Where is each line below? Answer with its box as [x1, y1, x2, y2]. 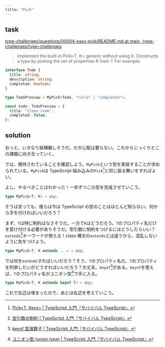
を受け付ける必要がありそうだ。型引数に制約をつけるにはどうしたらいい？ [5, 226, 156, 232]
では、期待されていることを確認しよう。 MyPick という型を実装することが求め [5, 161, 160, 167]
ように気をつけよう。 [5, 239, 48, 244]
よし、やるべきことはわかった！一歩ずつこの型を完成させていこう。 [5, 184, 143, 190]
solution [5, 131, 31, 139]
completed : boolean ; [9, 81, 52, 86]
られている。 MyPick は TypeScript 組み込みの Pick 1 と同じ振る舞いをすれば [5, 167, 152, 173]
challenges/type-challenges [5, 44, 62, 50]
